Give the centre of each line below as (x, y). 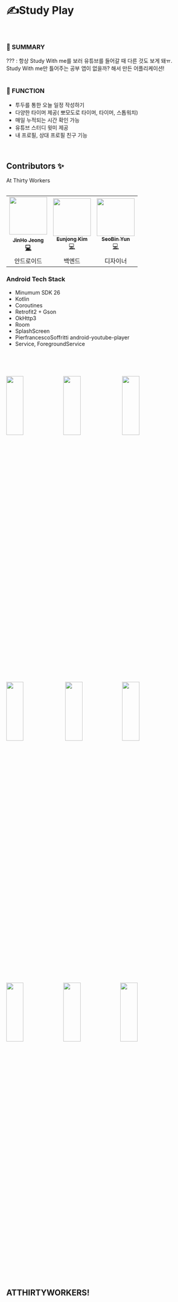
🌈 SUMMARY (26, 46)
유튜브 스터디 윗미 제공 (42, 127)
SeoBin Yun (116, 239)
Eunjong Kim (72, 239)
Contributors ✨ (35, 166)
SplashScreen (32, 331)
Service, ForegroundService (50, 344)
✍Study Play (40, 11)
